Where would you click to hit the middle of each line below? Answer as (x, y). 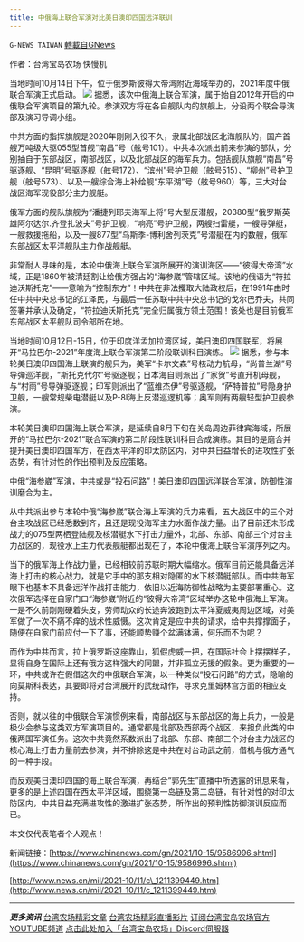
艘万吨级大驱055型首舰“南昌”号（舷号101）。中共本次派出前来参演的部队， (147, 147)
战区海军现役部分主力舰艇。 (61, 193)
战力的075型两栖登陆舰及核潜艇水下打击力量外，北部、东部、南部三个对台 (147, 533)
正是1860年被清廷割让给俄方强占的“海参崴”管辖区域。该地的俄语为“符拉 (158, 276)
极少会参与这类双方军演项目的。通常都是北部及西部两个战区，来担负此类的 (148, 727)
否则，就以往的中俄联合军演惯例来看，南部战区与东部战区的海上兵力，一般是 (152, 716)
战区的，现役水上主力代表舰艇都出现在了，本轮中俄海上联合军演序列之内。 (156, 545)
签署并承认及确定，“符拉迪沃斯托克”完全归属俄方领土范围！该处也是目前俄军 (152, 310)
